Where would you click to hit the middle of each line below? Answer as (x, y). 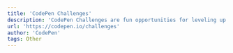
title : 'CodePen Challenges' (50, 13)
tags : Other (24, 39)
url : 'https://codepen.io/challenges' (63, 26)
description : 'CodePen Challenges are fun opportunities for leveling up (117, 20)
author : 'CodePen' (34, 33)
